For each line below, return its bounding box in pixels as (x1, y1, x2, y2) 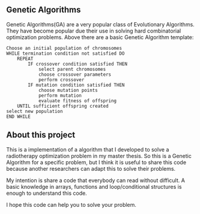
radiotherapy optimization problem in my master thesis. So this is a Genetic (6, 152, 192, 159)
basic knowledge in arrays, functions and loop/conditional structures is (6, 183, 182, 190)
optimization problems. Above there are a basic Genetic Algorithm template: (6, 33, 194, 41)
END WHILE (6, 114, 31, 120)
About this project (6, 130, 76, 140)
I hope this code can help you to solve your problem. (6, 201, 137, 208)
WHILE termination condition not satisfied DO (6, 50, 125, 57)
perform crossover (38, 76, 85, 83)
